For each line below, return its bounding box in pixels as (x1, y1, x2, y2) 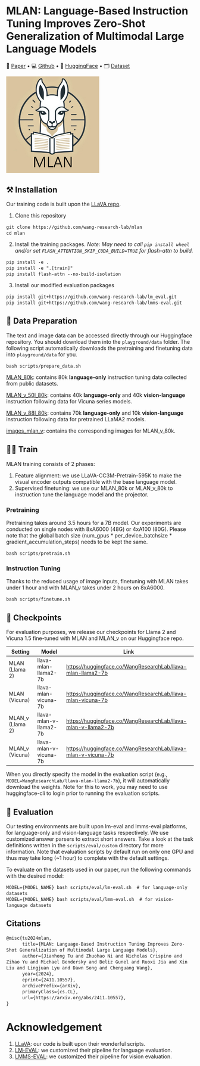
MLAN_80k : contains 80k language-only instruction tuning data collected (6, 374, 187, 381)
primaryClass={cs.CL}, (21, 989, 79, 994)
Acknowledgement (6, 1020, 102, 1034)
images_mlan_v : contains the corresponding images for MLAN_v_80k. (6, 427, 176, 434)
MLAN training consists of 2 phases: (6, 460, 95, 467)
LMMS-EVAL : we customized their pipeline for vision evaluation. (14, 1053, 172, 1060)
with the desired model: (6, 872, 64, 879)
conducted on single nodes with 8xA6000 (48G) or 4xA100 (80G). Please (6, 526, 186, 533)
